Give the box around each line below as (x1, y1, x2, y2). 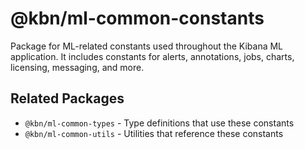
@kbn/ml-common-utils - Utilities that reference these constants (24, 127, 284, 139)
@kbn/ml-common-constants (10, 7, 265, 30)
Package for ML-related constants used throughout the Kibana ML (10, 40, 284, 52)
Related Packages (10, 90, 125, 107)
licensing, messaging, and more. (10, 61, 145, 73)
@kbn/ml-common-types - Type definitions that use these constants (24, 117, 295, 129)
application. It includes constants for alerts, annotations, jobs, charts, (10, 50, 295, 62)
